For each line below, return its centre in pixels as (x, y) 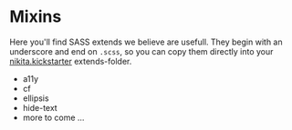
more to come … (53, 117)
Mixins (36, 17)
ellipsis (36, 98)
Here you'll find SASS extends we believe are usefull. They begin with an (146, 42)
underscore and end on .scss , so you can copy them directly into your (141, 51)
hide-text (40, 107)
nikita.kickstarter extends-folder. (71, 61)
